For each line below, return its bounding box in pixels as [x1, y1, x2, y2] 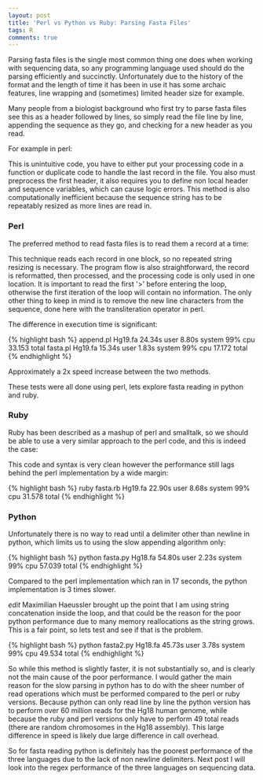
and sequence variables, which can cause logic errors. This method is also [8, 184, 250, 194]
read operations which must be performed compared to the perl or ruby [8, 689, 240, 699]
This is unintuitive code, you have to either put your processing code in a [8, 159, 243, 169]
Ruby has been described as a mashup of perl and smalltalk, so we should [8, 427, 249, 437]
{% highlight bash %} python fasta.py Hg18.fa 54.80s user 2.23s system [8, 553, 242, 563]
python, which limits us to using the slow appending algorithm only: [8, 538, 226, 547]
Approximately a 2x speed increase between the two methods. [8, 367, 211, 376]
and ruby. [8, 390, 39, 400]
